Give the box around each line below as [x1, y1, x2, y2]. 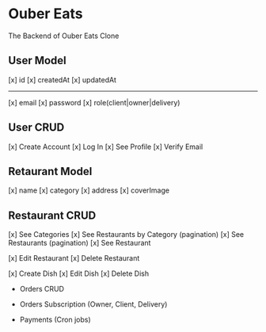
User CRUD [8, 120, 65, 135]
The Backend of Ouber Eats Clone [8, 31, 120, 40]
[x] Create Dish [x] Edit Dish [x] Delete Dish [8, 269, 149, 278]
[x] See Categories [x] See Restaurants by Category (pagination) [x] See [8, 230, 244, 239]
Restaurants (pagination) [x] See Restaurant [8, 239, 151, 248]
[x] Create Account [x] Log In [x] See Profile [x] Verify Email [8, 142, 203, 151]
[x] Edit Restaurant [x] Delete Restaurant [8, 254, 140, 263]
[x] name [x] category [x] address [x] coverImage [8, 185, 170, 195]
